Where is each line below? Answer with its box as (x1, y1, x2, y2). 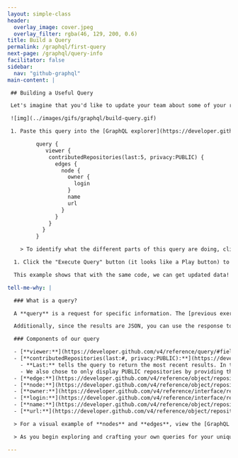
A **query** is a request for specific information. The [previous (13, 310, 217, 317)
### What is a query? (13, 297, 78, 304)
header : (7, 17, 30, 24)
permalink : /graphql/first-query (7, 43, 106, 50)
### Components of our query (13, 335, 100, 343)
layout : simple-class (7, 10, 72, 18)
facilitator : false (7, 57, 65, 64)
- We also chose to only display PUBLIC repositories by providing (20, 368, 223, 375)
